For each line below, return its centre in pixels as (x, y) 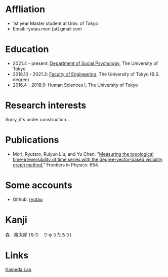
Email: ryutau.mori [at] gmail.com (47, 28)
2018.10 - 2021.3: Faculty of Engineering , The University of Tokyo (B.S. (86, 74)
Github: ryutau (28, 199)
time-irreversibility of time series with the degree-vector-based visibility (88, 159)
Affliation (25, 9)
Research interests (46, 106)
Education (27, 49)
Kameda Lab (18, 269)
